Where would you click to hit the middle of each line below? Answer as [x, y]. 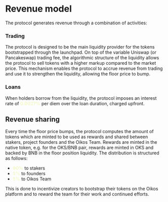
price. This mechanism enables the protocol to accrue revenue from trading [84, 68]
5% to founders [29, 174]
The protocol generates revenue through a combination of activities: [76, 23]
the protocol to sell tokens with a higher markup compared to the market [81, 63]
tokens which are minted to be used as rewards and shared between [77, 137]
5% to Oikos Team [32, 179]
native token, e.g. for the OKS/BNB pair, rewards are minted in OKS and [79, 148]
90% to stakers [29, 168]
